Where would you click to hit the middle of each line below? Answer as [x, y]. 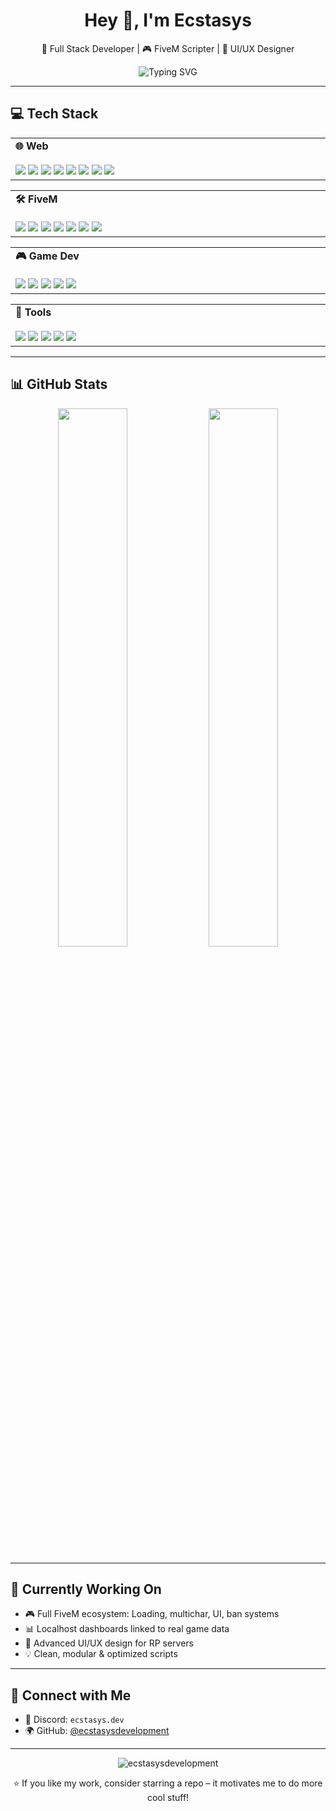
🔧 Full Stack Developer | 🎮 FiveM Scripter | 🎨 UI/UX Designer [168, 48]
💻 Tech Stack [54, 114]
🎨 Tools [33, 312]
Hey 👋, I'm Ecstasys [168, 20]
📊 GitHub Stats [59, 384]
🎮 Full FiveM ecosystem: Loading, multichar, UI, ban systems [152, 1614]
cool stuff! [168, 1798]
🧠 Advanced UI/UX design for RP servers [109, 1643]
